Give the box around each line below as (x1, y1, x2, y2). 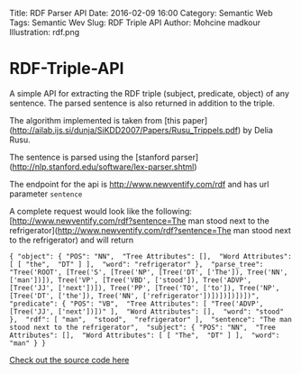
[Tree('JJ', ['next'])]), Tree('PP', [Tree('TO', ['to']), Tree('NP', (9, 283, 280, 292)
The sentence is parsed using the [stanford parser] (9, 151, 199, 162)
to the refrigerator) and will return (9, 234, 133, 245)
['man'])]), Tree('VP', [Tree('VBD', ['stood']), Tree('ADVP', (9, 275, 252, 285)
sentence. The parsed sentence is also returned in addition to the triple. (9, 97, 275, 108)
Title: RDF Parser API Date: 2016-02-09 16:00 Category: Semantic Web (9, 8, 273, 18)
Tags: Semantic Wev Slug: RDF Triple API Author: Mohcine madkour (9, 17, 261, 28)
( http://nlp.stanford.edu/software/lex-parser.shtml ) (9, 161, 197, 172)
